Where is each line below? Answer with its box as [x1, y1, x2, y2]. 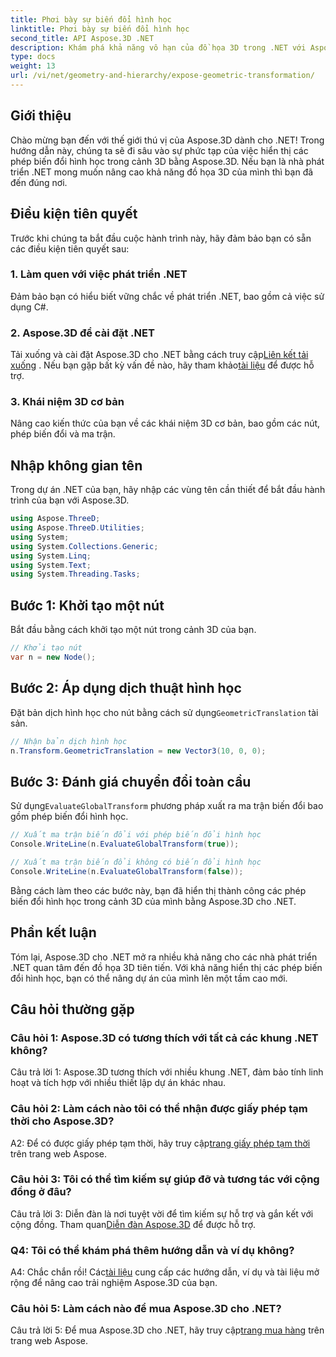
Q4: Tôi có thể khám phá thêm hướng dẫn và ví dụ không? [10, 1243, 295, 1257]
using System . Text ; [10, 560, 92, 570]
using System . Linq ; [10, 551, 92, 561]
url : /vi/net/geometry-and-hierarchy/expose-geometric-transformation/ [10, 71, 315, 81]
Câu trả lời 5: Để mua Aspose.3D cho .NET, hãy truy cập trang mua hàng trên [10, 1324, 325, 1336]
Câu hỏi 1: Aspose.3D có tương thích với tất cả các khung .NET [10, 1031, 319, 1045]
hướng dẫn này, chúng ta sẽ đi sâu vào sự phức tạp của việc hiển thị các [10, 144, 309, 156]
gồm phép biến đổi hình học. [10, 811, 129, 823]
